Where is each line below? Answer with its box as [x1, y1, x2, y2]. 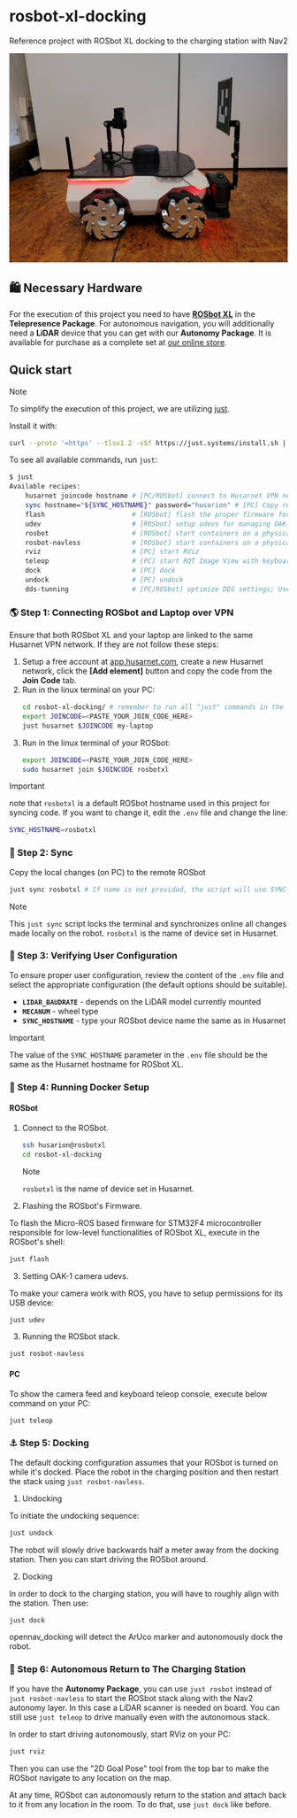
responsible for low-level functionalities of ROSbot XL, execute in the [9, 1227, 261, 1237]
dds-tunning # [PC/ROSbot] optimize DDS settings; [25, 584, 275, 594]
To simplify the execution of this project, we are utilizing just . [9, 403, 230, 413]
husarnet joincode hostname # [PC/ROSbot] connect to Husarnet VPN [25, 491, 278, 501]
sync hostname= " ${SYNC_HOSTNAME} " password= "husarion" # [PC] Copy [25, 501, 278, 510]
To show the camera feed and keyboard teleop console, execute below [9, 1388, 268, 1399]
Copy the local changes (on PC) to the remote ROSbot [9, 867, 206, 877]
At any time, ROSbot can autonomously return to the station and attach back [9, 1790, 287, 1800]
